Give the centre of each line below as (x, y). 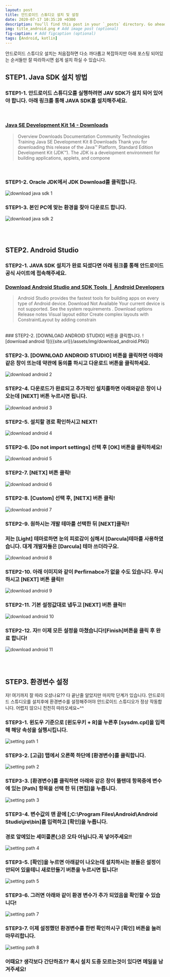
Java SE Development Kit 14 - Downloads (57, 125)
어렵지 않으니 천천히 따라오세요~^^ (50, 708)
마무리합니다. (20, 936)
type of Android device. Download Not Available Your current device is (91, 303)
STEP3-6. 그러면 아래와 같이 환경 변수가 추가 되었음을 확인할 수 (78, 895)
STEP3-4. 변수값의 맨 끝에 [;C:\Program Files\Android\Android (81, 814)
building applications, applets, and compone (64, 158)
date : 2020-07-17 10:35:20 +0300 (40, 19)
